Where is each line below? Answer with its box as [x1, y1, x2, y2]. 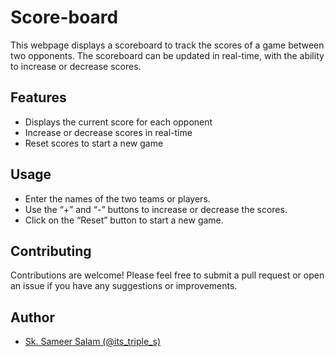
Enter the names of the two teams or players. [24, 192, 211, 205]
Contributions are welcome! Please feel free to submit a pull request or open [10, 269, 325, 281]
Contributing [10, 242, 92, 260]
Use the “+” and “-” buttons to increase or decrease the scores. [24, 203, 288, 215]
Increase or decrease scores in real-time [24, 126, 193, 138]
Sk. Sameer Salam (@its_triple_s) [24, 336, 161, 348]
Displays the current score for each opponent [24, 116, 213, 128]
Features [10, 89, 67, 106]
